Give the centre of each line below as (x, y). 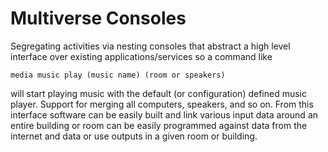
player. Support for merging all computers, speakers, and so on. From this (162, 104)
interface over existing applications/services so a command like (141, 56)
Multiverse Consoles (98, 18)
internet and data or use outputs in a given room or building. (134, 136)
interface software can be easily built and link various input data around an (164, 114)
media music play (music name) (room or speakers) (118, 75)
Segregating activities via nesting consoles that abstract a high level (150, 46)
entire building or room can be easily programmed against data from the (159, 125)
